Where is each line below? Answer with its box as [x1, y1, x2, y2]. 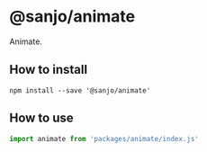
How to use [9, 111, 74, 126]
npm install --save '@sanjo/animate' [9, 85, 151, 95]
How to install [9, 62, 88, 77]
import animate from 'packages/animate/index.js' [9, 134, 200, 143]
